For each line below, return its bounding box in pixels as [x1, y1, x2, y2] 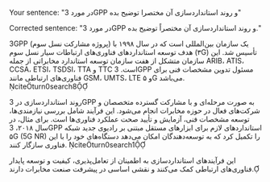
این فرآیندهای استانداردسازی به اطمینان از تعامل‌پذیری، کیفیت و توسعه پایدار [9, 155, 236, 165]
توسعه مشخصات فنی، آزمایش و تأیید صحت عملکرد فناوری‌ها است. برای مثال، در [9, 114, 250, 124]
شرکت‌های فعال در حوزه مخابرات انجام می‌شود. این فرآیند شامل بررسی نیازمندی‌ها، [9, 105, 260, 115]
